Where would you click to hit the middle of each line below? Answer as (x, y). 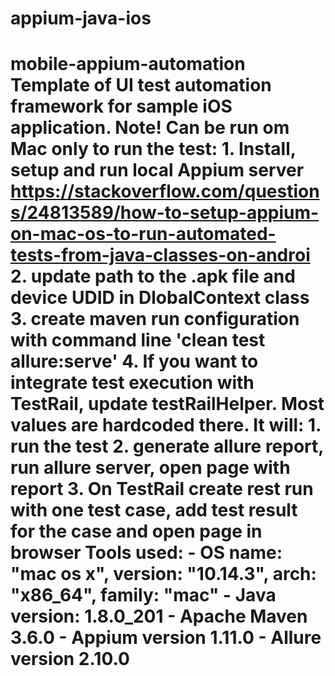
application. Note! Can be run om (150, 128)
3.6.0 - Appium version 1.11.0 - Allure (166, 638)
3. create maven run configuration (155, 319)
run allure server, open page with (150, 468)
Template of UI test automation (141, 85)
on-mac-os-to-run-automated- (143, 234)
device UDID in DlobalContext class (160, 298)
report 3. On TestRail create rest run (162, 489)
